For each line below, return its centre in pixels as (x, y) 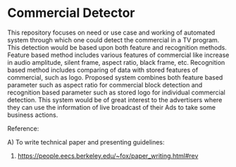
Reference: (23, 128)
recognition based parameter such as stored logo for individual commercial (116, 92)
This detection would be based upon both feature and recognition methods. (117, 47)
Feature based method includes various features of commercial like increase (118, 55)
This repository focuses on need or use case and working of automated (111, 32)
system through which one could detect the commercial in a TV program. (113, 39)
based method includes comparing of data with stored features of (103, 70)
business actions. (33, 115)
